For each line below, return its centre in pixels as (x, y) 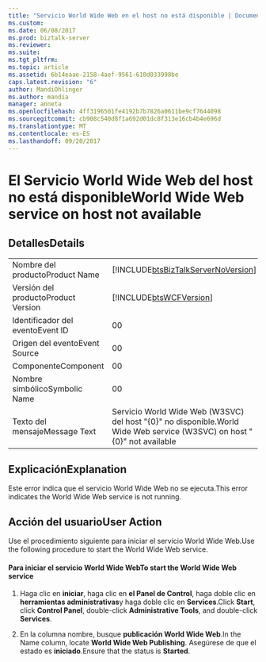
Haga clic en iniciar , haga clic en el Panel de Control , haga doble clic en (137, 594)
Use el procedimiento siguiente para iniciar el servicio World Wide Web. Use (131, 541)
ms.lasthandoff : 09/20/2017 (55, 141)
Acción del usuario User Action (85, 522)
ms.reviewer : (30, 45)
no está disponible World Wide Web (126, 197)
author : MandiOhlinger (46, 89)
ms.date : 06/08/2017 (42, 30)
